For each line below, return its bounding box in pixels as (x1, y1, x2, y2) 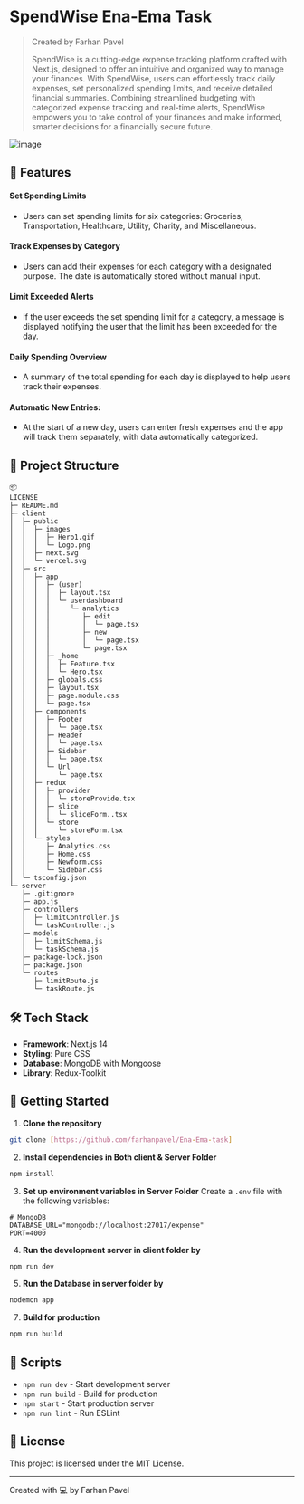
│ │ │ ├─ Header (9, 731, 83, 740)
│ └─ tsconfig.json (9, 874, 88, 883)
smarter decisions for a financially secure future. (31, 120, 214, 132)
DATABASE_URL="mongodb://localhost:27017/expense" (9, 1221, 204, 1230)
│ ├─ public (9, 517, 59, 526)
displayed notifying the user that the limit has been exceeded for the (22, 321, 278, 331)
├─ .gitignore (21, 889, 75, 898)
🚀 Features (9, 165, 71, 180)
